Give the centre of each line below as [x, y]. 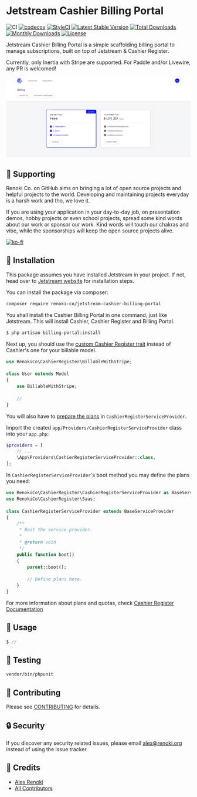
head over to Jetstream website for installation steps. [70, 281]
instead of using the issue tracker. [47, 749]
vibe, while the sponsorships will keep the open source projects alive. [90, 231]
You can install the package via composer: [57, 292]
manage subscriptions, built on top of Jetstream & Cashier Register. [88, 50]
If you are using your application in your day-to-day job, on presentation [93, 212]
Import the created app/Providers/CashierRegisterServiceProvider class [94, 427]
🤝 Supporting [31, 174]
